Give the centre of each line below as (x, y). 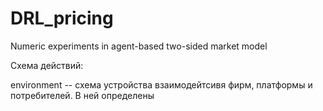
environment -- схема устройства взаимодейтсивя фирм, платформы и (161, 84)
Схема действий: (47, 65)
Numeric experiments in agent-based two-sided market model (139, 46)
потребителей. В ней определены (82, 95)
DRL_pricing (62, 18)
